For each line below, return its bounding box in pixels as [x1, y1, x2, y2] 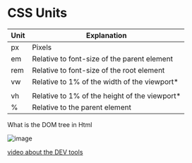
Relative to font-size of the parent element [31, 54, 173, 64]
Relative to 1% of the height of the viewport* [31, 90, 181, 100]
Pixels [31, 42, 52, 52]
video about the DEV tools [7, 147, 83, 156]
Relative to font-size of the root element [31, 65, 165, 75]
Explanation [85, 30, 127, 40]
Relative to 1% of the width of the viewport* [31, 76, 179, 86]
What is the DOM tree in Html [7, 120, 92, 128]
